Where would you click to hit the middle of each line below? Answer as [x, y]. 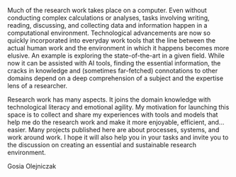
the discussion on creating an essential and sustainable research [102, 145]
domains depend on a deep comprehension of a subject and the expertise [116, 78]
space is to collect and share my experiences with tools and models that [113, 114]
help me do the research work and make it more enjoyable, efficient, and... [116, 122]
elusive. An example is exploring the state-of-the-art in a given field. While [116, 55]
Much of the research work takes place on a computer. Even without [107, 10]
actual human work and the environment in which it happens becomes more [118, 48]
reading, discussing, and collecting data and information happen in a [107, 25]
